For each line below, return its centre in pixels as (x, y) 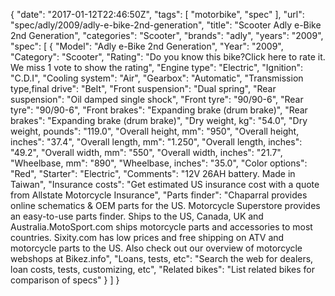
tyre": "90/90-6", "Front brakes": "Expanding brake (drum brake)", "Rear (159, 110)
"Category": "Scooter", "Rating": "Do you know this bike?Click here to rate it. (168, 57)
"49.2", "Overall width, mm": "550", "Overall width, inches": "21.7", (146, 152)
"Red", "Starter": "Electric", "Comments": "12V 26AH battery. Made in (153, 173)
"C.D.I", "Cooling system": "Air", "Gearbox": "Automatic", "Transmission (157, 78)
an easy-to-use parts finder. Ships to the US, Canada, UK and (137, 216)
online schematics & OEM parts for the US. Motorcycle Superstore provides (165, 205)
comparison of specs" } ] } (65, 280)
